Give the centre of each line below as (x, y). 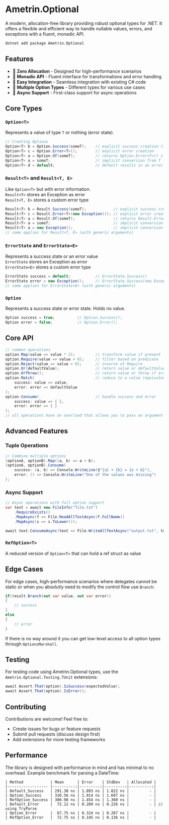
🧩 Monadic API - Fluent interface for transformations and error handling (87, 76)
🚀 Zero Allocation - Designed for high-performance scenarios (77, 71)
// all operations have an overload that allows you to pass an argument (84, 416)
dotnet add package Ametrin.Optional (45, 43)
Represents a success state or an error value (52, 256)
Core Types (24, 109)
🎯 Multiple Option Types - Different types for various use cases (79, 87)
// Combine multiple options (36, 456)
